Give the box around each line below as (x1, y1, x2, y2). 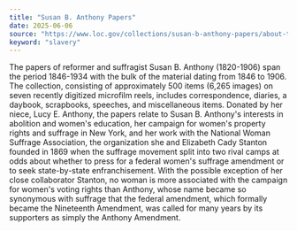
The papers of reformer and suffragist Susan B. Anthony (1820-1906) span (9, 62, 281, 73)
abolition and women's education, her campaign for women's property (9, 119, 267, 129)
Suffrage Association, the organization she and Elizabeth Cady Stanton (9, 137, 268, 148)
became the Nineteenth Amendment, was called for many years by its (9, 203, 263, 213)
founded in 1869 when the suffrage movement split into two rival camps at (9, 147, 280, 158)
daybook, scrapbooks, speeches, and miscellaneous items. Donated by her (9, 99, 283, 111)
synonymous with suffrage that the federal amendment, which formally (9, 194, 268, 204)
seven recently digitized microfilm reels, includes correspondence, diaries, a (9, 90, 287, 101)
